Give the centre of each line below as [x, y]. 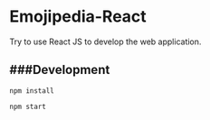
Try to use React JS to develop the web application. [105, 42]
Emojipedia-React [78, 17]
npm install [32, 91]
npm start [28, 106]
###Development [60, 70]
